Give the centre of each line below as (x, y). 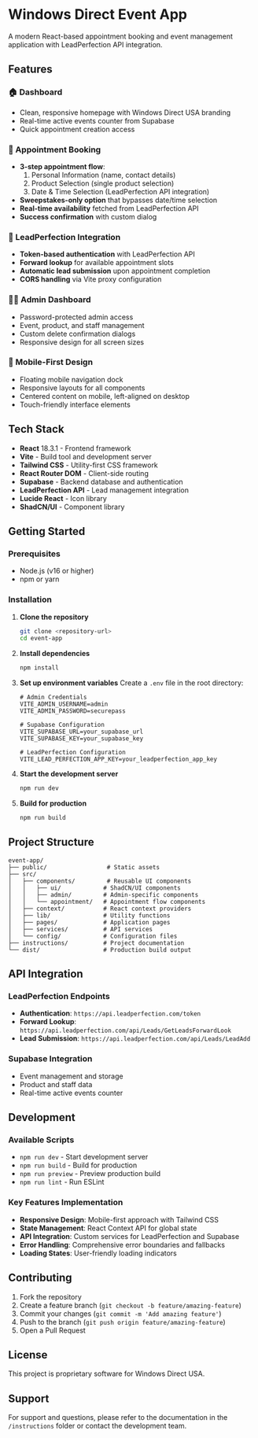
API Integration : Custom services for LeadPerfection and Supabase (129, 1236)
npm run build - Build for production (78, 1165)
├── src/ (22, 874)
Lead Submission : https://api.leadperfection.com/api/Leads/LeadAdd (135, 1038)
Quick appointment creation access (77, 129)
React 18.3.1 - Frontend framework (75, 448)
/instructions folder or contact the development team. (98, 1426)
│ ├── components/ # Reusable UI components (100, 881)
